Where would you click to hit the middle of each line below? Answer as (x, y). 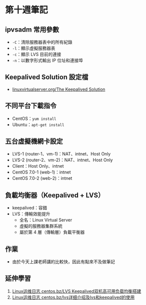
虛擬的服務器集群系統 (41, 226)
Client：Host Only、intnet (38, 166)
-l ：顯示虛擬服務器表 (34, 48)
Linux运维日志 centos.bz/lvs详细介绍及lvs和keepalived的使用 (73, 297)
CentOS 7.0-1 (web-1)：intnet (41, 172)
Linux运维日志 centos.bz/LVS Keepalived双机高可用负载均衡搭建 (77, 291)
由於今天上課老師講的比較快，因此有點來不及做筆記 (63, 262)
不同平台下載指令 (31, 106)
